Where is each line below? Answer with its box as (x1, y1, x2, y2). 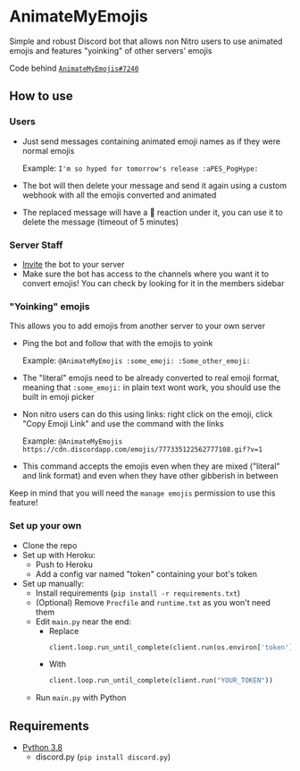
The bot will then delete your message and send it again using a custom (21, 180, 287, 191)
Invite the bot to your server (21, 258, 125, 269)
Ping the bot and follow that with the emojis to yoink (21, 338, 213, 349)
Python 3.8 (21, 742, 62, 753)
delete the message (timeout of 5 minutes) (21, 216, 179, 227)
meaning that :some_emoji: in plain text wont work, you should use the (21, 382, 281, 393)
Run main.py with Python (35, 692, 127, 703)
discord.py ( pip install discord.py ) (35, 751, 171, 762)
